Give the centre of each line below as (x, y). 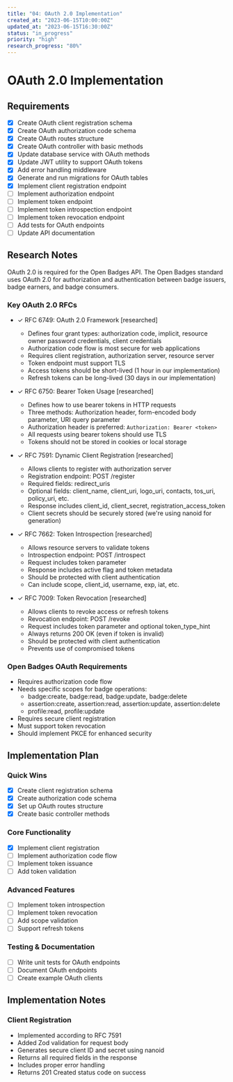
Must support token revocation (61, 726)
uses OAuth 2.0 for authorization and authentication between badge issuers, (116, 279)
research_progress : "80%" (45, 46)
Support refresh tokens (50, 928)
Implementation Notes (57, 1000)
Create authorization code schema (67, 799)
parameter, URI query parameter (74, 420)
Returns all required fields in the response (77, 1057)
